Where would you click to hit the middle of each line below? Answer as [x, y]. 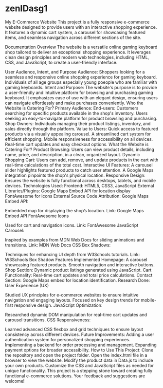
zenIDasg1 [26, 9]
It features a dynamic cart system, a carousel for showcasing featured [75, 32]
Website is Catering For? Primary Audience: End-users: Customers [72, 108]
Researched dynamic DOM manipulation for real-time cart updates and [76, 314]
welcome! [15, 381]
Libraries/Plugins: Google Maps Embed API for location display [68, 191]
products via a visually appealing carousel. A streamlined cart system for [78, 134]
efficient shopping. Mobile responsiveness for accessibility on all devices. [79, 139]
